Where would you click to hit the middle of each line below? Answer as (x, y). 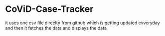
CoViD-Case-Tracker (49, 9)
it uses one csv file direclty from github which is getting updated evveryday (83, 23)
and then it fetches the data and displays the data (56, 28)
